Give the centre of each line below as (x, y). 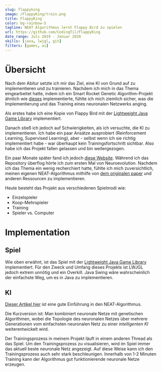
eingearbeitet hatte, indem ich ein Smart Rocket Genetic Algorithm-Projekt (79, 93)
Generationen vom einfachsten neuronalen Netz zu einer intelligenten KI (77, 324)
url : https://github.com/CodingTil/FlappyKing (53, 32)
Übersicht (25, 70)
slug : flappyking (22, 9)
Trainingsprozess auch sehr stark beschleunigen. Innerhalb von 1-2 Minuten (81, 354)
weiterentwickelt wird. (27, 329)
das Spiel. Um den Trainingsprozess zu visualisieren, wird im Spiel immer (78, 344)
